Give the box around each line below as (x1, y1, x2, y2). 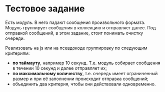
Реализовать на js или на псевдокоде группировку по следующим (5, 45, 147, 51)
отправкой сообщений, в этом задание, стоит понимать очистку (5, 30, 143, 36)
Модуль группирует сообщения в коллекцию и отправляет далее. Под (5, 24, 156, 30)
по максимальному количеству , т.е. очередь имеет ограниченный (12, 70, 158, 76)
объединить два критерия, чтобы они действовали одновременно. (12, 81, 156, 87)
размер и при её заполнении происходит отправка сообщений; (12, 76, 149, 82)
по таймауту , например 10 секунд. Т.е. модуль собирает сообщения (12, 60, 160, 66)
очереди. (5, 35, 25, 41)
